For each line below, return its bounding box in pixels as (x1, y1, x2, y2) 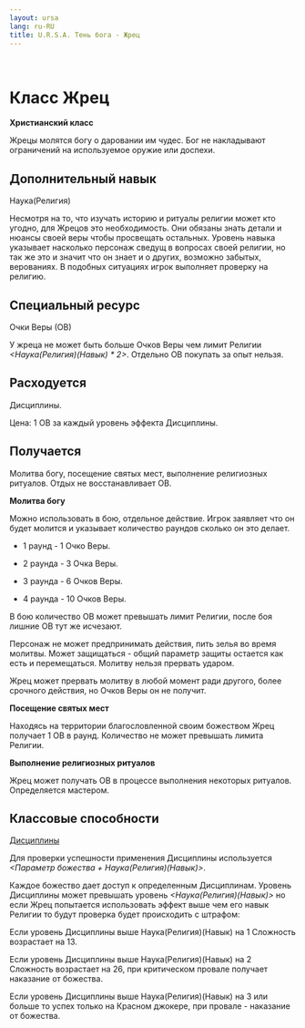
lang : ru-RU (9, 22, 55, 31)
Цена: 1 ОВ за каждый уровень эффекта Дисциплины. (9, 416, 219, 428)
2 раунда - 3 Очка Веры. (22, 558, 118, 569)
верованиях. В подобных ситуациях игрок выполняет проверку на (9, 262, 269, 272)
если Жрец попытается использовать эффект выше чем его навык (9, 899, 269, 910)
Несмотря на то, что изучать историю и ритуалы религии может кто (9, 213, 276, 224)
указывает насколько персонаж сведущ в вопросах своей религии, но (9, 242, 286, 253)
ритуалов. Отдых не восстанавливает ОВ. (9, 478, 172, 488)
